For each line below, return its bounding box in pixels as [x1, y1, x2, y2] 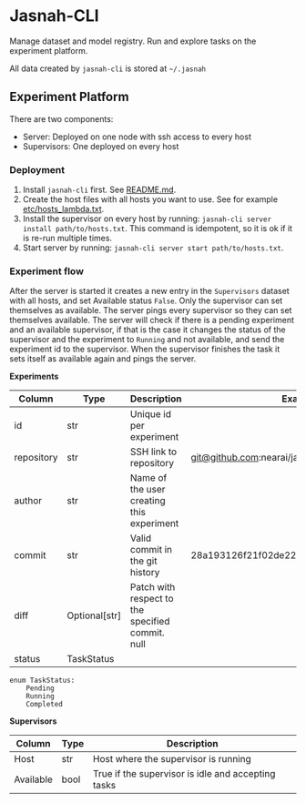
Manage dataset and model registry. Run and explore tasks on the [9, 36, 257, 46]
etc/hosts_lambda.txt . [22, 204, 105, 215]
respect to [129, 593, 174, 605]
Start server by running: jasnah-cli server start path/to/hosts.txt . [22, 242, 284, 253]
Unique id [129, 408, 171, 421]
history [129, 566, 160, 579]
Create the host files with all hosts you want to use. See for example [22, 194, 279, 205]
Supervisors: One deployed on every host [22, 140, 179, 151]
